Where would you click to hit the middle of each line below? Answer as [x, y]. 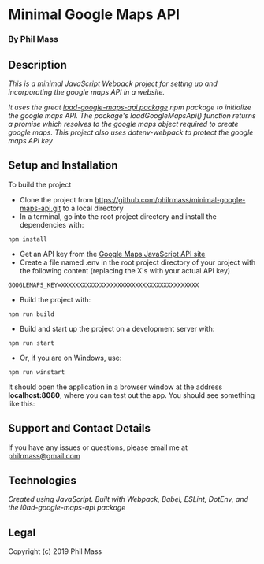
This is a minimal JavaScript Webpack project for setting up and [113, 83]
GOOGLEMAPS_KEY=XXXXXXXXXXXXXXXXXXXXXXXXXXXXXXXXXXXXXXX [104, 285]
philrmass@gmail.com [44, 455]
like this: [22, 403]
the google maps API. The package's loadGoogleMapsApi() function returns [132, 115]
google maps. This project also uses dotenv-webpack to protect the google [131, 132]
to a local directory [93, 208]
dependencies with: [52, 224]
